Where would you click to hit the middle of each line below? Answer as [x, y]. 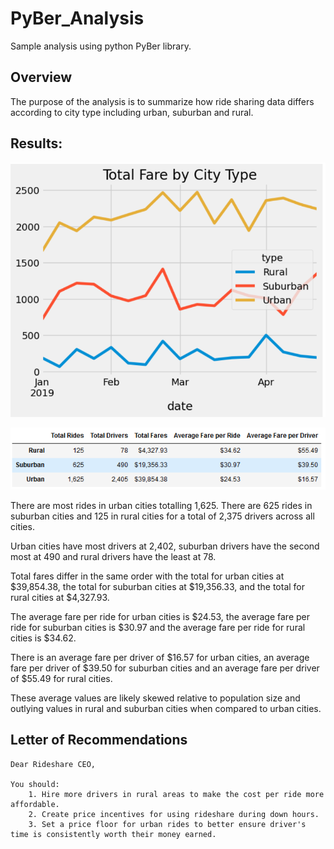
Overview [41, 77]
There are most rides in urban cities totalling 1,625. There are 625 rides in [161, 505]
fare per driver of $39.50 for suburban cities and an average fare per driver [165, 668]
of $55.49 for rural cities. [61, 678]
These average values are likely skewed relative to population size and [155, 698]
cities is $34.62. [43, 638]
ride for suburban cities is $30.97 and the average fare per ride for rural [158, 627]
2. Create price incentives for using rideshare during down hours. [174, 814]
